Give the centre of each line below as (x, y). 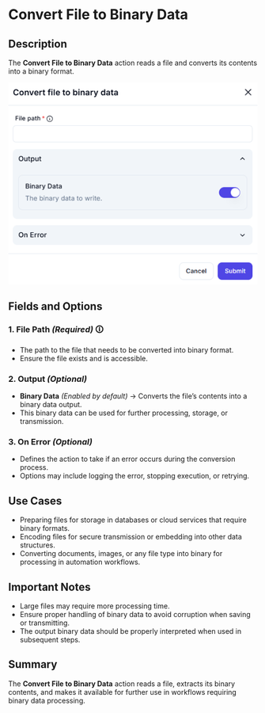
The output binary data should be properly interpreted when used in (131, 631)
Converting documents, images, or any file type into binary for (121, 554)
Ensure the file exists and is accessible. (84, 358)
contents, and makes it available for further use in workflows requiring (123, 692)
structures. (37, 545)
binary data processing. (47, 700)
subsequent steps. (50, 639)
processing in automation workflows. (80, 562)
